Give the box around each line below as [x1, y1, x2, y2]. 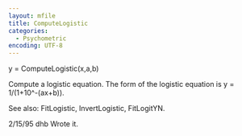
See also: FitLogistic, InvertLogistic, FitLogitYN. [8, 104, 165, 113]
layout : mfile [8, 11, 56, 20]
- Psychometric [15, 34, 67, 43]
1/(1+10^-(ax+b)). [8, 88, 65, 97]
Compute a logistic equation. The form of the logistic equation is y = [8, 80, 235, 89]
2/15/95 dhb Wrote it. [8, 119, 79, 129]
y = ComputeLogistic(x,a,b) [8, 64, 99, 73]
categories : [8, 27, 48, 35]
